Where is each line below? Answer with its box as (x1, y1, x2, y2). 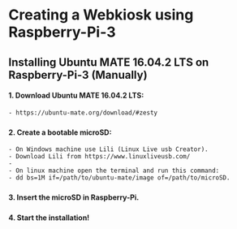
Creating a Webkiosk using (8, 6, 194, 24)
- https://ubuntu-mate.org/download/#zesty (8, 108, 158, 117)
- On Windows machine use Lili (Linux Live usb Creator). (8, 145, 209, 153)
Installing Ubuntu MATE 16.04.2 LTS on (8, 55, 209, 69)
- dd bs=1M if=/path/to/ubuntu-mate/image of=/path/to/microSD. (8, 174, 231, 182)
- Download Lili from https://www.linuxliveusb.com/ (8, 153, 191, 161)
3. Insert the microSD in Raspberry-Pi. (8, 192, 140, 202)
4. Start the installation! (8, 213, 90, 223)
